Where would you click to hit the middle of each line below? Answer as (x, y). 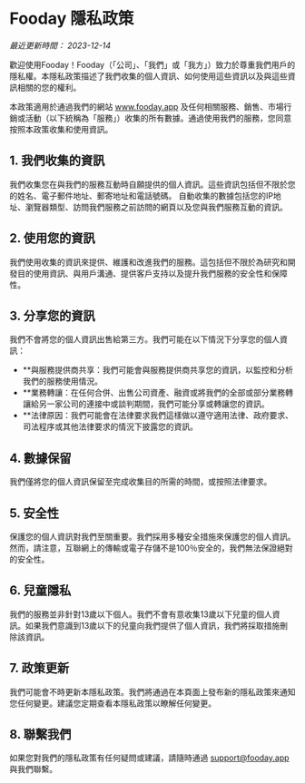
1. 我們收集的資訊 (57, 161)
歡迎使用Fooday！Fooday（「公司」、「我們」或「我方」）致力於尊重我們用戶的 (152, 64)
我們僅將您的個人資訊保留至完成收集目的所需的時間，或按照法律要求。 (141, 482)
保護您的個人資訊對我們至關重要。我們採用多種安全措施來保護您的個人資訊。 (152, 537)
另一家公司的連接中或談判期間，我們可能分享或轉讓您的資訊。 (154, 404)
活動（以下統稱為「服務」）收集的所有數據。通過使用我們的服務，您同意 (158, 118)
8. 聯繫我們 (40, 734)
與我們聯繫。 (33, 769)
